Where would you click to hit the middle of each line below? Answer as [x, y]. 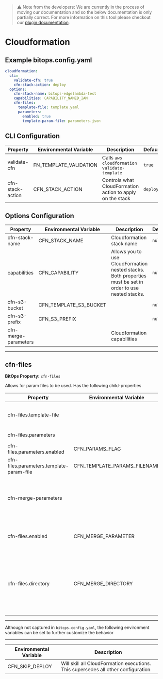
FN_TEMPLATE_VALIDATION [65, 165]
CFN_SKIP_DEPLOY [30, 666]
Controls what [118, 180]
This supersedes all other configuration [106, 669]
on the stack [116, 199]
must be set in [127, 282]
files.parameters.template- [38, 466]
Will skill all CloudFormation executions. [106, 663]
